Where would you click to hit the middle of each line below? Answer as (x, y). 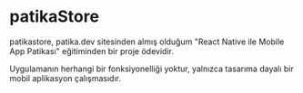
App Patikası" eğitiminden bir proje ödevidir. (92, 51)
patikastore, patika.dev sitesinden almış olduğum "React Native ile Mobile (147, 42)
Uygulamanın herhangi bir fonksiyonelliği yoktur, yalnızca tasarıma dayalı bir (151, 69)
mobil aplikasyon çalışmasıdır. (65, 78)
